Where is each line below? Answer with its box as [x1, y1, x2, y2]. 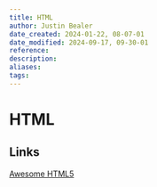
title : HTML [9, 12, 53, 22]
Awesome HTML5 [9, 168, 75, 179]
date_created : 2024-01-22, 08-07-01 [9, 29, 145, 38]
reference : [9, 46, 50, 55]
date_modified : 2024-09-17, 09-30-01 [9, 37, 149, 47]
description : [9, 54, 58, 63]
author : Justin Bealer [9, 21, 93, 30]
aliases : [9, 63, 42, 72]
